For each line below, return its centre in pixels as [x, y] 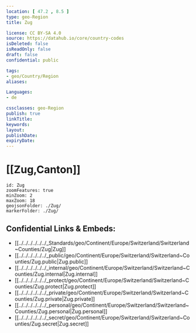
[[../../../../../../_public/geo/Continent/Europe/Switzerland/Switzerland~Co [102, 255]
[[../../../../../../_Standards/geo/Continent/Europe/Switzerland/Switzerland [102, 243]
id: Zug [16, 186]
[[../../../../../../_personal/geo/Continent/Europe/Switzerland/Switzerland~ [102, 305]
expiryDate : [20, 141]
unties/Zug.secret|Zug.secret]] [51, 324]
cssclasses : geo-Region [35, 108]
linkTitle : [19, 119]
